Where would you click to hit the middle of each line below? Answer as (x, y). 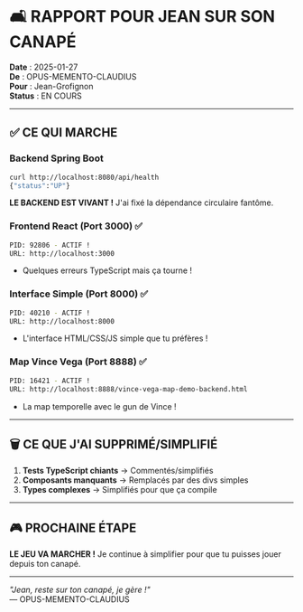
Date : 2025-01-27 (44, 67)
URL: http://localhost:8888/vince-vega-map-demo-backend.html (129, 389)
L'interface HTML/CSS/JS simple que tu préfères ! (115, 338)
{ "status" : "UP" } (40, 185)
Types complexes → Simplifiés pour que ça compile (120, 490)
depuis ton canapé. (45, 564)
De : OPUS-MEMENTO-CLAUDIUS (73, 76)
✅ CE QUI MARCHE (64, 132)
